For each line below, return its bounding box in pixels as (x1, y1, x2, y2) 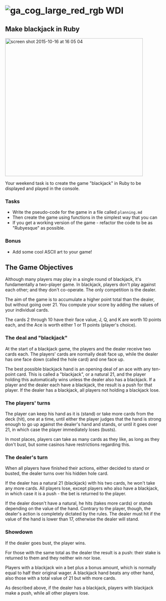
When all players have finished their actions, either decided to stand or (5, 465, 150, 471)
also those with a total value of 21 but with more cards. (5, 575, 116, 581)
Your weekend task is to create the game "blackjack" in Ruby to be (5, 180, 141, 186)
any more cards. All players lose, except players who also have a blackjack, (5, 485, 159, 492)
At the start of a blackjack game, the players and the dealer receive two (5, 345, 151, 351)
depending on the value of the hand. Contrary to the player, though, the (5, 506, 151, 512)
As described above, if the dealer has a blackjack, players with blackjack (5, 585, 154, 591)
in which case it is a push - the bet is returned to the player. (5, 491, 126, 497)
